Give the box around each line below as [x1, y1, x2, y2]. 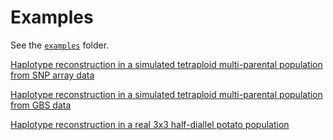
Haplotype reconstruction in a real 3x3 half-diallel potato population [10, 118, 290, 130]
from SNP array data [10, 69, 95, 81]
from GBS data [10, 99, 72, 111]
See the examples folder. [10, 39, 110, 51]
